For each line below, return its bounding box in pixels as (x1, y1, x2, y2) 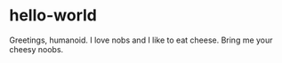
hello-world (9, 5, 98, 26)
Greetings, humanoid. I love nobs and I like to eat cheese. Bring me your (9, 35, 273, 45)
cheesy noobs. (9, 43, 64, 54)
